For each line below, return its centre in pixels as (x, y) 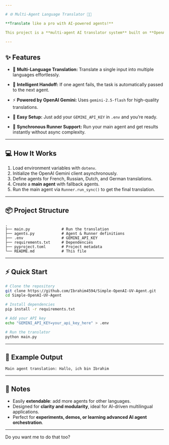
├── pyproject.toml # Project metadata (54, 247)
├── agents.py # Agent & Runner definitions (65, 233)
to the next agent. (31, 90)
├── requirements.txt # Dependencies (49, 242)
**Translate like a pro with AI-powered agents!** (59, 23)
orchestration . (28, 423)
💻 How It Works (31, 153)
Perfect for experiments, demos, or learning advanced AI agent (80, 417)
